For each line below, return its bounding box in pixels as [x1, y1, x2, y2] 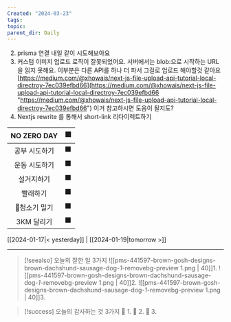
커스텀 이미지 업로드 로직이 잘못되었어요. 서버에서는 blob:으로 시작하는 [16, 58, 206, 66]
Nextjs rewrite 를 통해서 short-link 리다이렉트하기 [16, 113, 152, 121]
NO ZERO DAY [10, 131, 58, 140]
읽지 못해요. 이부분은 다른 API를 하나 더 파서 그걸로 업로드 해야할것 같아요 [24, 66, 221, 74]
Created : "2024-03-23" [7, 10, 72, 17]
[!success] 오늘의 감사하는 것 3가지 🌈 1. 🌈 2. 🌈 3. [23, 308, 157, 316]
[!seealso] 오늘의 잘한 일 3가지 [23, 256, 108, 265]
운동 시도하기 [14, 160, 55, 169]
